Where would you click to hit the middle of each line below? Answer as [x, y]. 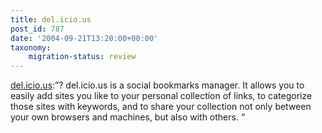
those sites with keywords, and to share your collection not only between [161, 107]
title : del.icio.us [51, 19]
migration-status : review [82, 57]
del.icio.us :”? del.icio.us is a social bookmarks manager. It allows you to [157, 85]
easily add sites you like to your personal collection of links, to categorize [161, 96]
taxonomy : [31, 47]
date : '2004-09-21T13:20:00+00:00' [84, 38]
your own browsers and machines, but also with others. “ [128, 117]
